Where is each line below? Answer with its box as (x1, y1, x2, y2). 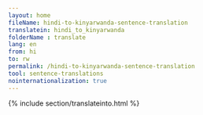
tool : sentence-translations (8, 70, 104, 77)
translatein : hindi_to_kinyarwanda (8, 26, 125, 34)
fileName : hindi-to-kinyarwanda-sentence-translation (8, 19, 189, 27)
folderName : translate (8, 33, 87, 41)
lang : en (8, 41, 37, 49)
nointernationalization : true (8, 77, 108, 84)
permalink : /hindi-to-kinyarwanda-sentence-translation (8, 63, 195, 70)
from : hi (8, 48, 37, 56)
